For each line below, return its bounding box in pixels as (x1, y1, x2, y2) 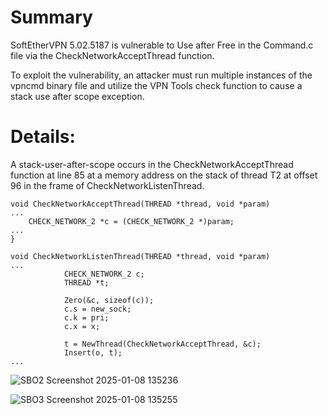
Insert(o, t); (63, 347, 123, 358)
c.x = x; (63, 321, 101, 331)
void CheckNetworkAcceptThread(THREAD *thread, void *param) (10, 199, 271, 209)
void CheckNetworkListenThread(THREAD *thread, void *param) (10, 251, 271, 261)
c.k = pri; (63, 312, 110, 323)
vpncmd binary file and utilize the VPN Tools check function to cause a (10, 79, 303, 91)
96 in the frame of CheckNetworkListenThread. (10, 179, 205, 191)
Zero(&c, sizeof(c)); (63, 295, 155, 305)
